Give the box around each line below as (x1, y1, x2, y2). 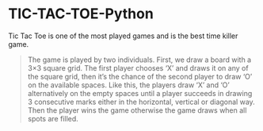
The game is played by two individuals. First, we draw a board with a (27, 55, 252, 64)
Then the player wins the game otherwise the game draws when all (27, 105, 247, 115)
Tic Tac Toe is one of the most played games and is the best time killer (8, 31, 238, 40)
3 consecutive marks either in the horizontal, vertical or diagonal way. (27, 97, 255, 106)
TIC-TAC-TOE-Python (8, 5, 154, 23)
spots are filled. (27, 114, 79, 123)
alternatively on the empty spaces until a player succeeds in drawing (27, 88, 253, 98)
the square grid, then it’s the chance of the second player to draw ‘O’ (27, 71, 253, 81)
